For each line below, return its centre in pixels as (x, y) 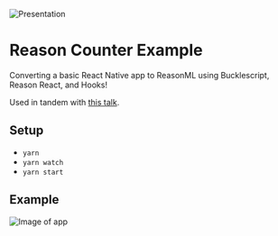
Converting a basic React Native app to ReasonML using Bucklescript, (139, 75)
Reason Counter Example (106, 50)
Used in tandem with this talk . (65, 102)
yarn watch (43, 162)
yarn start (43, 172)
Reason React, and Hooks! (59, 85)
